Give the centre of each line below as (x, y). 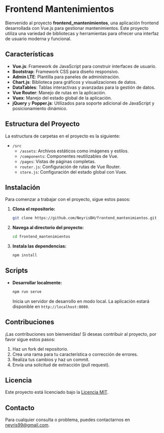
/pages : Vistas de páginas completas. (58, 161)
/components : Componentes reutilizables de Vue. (69, 156)
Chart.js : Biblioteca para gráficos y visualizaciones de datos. (75, 82)
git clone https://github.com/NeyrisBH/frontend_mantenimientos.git (84, 218)
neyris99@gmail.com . (27, 425)
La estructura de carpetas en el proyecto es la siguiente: (63, 136)
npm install (25, 255)
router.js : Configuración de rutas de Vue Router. (70, 167)
